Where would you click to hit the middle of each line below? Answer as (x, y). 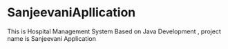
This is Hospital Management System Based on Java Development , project (114, 31)
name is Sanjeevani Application (52, 38)
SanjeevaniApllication (72, 13)
